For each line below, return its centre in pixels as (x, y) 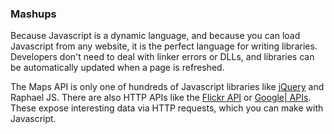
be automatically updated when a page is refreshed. (117, 68)
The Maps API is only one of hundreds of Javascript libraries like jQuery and (167, 87)
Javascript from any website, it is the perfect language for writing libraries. (164, 46)
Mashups (33, 14)
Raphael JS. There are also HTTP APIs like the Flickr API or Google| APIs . (161, 98)
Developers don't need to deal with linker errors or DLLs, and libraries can (162, 57)
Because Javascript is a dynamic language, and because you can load (155, 36)
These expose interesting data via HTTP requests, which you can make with (167, 108)
